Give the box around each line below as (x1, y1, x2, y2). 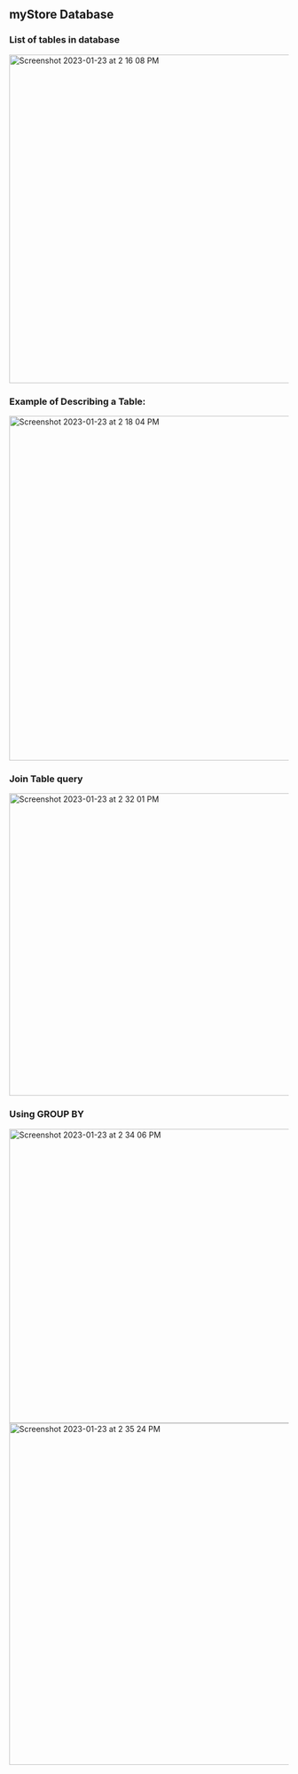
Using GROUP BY (9, 1108, 84, 1121)
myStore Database (9, 7, 114, 22)
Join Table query (9, 772, 83, 785)
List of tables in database (9, 34, 120, 46)
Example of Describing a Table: (9, 395, 146, 408)
